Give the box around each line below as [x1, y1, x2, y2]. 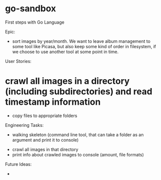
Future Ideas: [5, 161, 32, 167]
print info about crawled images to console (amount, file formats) [12, 151, 144, 157]
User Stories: [5, 58, 32, 64]
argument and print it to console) [12, 137, 79, 143]
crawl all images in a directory [5, 76, 130, 87]
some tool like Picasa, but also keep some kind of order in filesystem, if [12, 43, 156, 49]
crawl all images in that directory [12, 146, 79, 152]
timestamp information [5, 96, 101, 108]
